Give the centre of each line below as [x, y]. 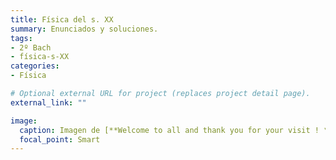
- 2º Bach [31, 47]
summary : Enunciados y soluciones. [84, 29]
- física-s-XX [40, 57]
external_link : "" [48, 102]
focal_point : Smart [60, 139]
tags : [21, 38]
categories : [35, 66]
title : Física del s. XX [62, 19]
